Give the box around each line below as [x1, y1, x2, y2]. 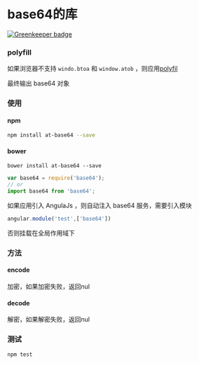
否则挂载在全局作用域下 [7, 228, 75, 237]
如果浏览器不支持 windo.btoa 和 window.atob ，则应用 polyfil [7, 64, 178, 73]
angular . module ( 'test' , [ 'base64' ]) [7, 215, 111, 223]
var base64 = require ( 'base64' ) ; [7, 174, 105, 182]
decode [7, 298, 30, 307]
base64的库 [7, 6, 78, 22]
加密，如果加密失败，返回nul [7, 282, 90, 291]
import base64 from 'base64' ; [7, 188, 96, 195]
